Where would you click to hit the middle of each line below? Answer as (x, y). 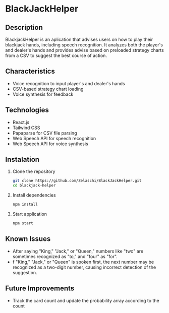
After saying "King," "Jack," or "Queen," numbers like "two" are (78, 251)
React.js (21, 122)
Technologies (27, 110)
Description (24, 27)
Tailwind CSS (26, 128)
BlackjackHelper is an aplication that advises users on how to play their (79, 39)
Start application (30, 214)
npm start (23, 223)
